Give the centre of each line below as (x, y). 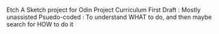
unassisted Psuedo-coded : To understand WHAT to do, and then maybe (109, 17)
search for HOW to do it (40, 24)
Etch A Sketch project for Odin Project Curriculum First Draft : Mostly (104, 10)
